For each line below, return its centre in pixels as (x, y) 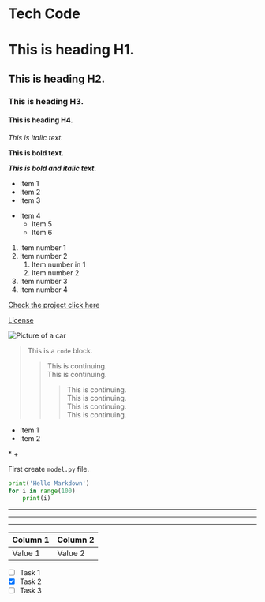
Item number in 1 (58, 264)
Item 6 (42, 232)
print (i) (37, 498)
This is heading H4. (41, 120)
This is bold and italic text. (52, 168)
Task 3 (30, 590)
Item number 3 (43, 281)
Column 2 (76, 540)
